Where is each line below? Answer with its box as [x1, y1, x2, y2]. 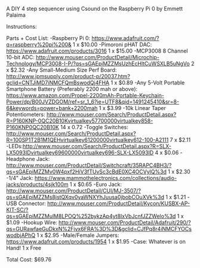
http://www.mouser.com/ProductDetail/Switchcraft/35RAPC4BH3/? [6, 162, 172, 169]
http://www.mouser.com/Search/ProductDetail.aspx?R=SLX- [23, 143, 172, 150]
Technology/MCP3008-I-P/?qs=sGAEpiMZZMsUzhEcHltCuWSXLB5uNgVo [6, 60, 190, 67]
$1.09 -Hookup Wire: [6, 219, 58, 226]
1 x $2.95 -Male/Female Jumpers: [36, 232, 119, 239]
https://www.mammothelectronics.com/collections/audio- [35, 175, 177, 181]
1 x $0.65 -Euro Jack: [69, 181, 122, 188]
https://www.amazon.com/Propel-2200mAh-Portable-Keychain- [6, 92, 165, 99]
